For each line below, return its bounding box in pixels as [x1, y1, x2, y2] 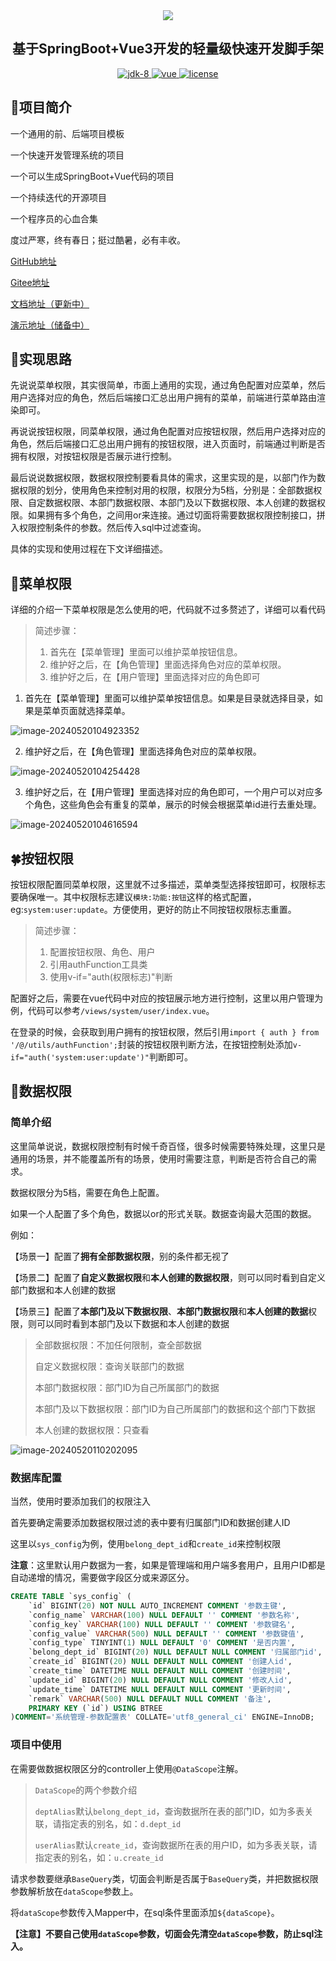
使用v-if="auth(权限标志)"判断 [49, 971, 173, 983]
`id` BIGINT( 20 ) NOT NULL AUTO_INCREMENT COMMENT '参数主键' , [28, 1600, 287, 1611]
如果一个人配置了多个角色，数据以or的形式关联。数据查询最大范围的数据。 [10, 1207, 317, 1219]
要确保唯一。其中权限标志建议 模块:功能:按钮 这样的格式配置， [10, 891, 257, 903]
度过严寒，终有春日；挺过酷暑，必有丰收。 [10, 234, 186, 246]
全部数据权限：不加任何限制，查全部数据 [34, 1339, 202, 1351]
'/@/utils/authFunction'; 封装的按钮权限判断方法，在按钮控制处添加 [10, 1039, 293, 1051]
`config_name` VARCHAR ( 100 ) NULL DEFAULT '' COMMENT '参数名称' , [28, 1610, 300, 1620]
